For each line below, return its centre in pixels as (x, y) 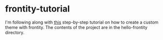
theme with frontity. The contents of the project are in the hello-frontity (76, 27)
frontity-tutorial (37, 9)
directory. (15, 32)
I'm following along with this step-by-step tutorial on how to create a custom (82, 22)
